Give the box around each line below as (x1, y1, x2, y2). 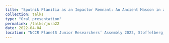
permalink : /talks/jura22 (5, 21, 59, 26)
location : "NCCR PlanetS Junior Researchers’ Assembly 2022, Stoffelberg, (5, 30, 165, 35)
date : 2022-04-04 (5, 26, 42, 31)
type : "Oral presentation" (5, 16, 62, 21)
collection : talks (5, 12, 44, 17)
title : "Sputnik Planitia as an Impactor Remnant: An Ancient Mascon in (5, 7, 161, 12)
